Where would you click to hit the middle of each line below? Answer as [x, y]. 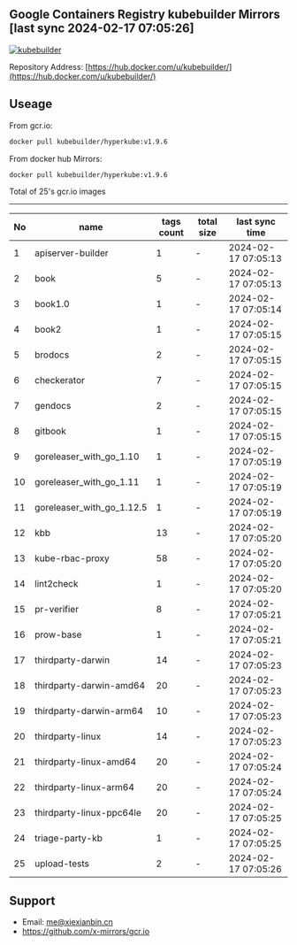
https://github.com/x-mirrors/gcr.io [86, 932]
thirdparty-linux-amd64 [86, 762]
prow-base [58, 634]
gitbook [50, 431]
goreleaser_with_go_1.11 [87, 482]
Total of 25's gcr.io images [57, 192]
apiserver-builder [72, 253]
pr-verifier [57, 610]
